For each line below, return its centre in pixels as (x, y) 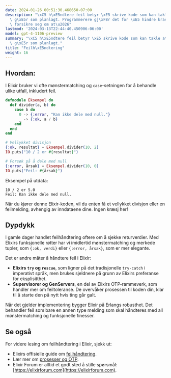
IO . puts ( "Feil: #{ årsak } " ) (34, 171)
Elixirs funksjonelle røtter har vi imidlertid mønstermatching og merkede (80, 243)
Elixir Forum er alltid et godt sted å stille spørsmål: (65, 365)
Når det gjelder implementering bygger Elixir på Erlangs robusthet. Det (79, 305)
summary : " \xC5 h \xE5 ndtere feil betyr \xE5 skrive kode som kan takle (83, 39)
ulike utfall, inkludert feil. (31, 91)
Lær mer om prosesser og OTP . (46, 359)
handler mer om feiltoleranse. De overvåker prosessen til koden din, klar (88, 290)
